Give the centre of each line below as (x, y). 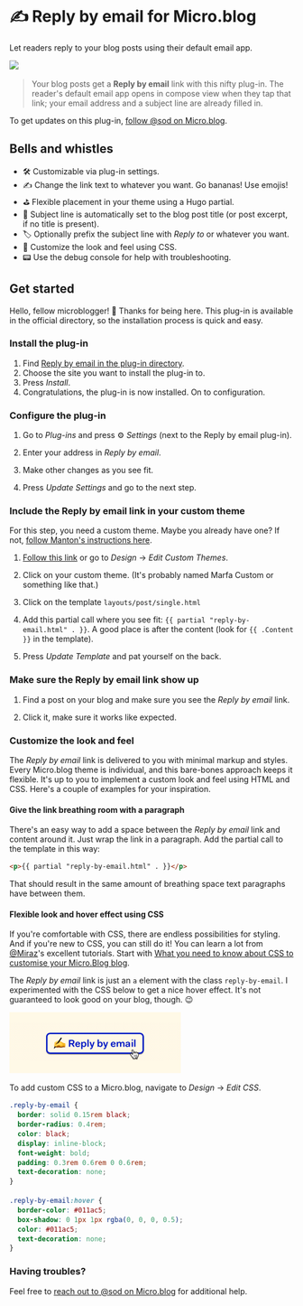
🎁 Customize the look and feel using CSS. (100, 247)
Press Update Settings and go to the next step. (109, 488)
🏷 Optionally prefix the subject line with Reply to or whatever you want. (156, 234)
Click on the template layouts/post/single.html (111, 602)
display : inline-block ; (62, 1143)
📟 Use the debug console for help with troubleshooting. (127, 257)
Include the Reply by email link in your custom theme (127, 511)
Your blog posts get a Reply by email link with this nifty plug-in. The (157, 84)
